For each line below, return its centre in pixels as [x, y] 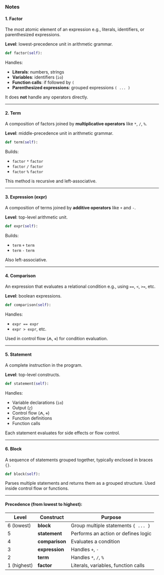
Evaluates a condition [95, 541]
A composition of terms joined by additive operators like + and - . [70, 208]
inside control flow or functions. [37, 488]
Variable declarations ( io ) [38, 402]
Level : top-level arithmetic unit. [36, 217]
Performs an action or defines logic [111, 533]
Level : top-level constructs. [33, 375]
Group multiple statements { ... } [110, 525]
